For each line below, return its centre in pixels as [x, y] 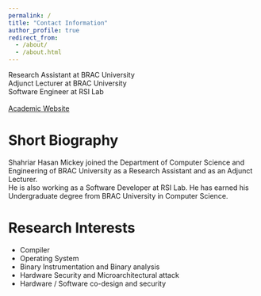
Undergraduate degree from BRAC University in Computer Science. [118, 195]
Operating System [49, 258]
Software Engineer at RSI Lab [56, 91]
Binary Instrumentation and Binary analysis [90, 267]
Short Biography [63, 140]
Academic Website [39, 108]
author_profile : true [44, 30]
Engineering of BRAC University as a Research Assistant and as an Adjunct [130, 170]
